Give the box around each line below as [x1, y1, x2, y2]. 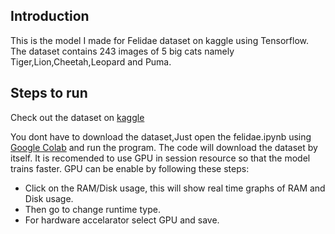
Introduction [10, 8, 90, 25]
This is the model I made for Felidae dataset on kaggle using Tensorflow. [10, 34, 309, 46]
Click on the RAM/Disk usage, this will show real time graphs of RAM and [24, 182, 326, 194]
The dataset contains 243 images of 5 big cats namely [10, 45, 235, 57]
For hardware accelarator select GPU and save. [24, 214, 220, 226]
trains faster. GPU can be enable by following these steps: [10, 162, 250, 174]
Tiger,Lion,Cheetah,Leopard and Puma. [10, 55, 172, 68]
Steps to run [10, 85, 88, 102]
